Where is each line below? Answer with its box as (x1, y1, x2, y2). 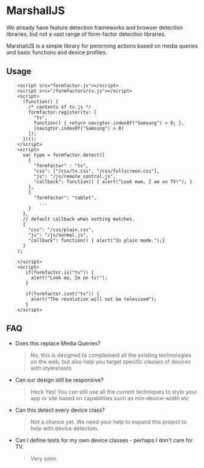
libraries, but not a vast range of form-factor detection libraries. (6, 30, 166, 37)
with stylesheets (30, 364, 72, 372)
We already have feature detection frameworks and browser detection (6, 24, 183, 31)
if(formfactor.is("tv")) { (25, 269, 95, 275)
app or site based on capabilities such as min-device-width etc (30, 394, 189, 401)
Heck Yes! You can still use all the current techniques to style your (30, 388, 197, 395)
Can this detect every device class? (15, 406, 105, 414)
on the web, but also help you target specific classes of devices (30, 358, 191, 365)
